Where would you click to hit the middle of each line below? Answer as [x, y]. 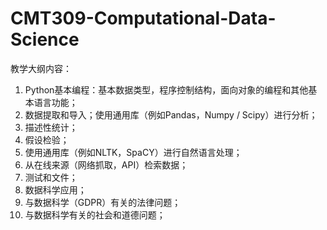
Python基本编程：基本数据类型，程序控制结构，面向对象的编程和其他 [166, 89]
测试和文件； [51, 177]
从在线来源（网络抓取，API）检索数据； [106, 164]
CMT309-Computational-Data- [143, 18]
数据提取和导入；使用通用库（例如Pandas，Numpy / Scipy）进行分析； [171, 114]
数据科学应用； [55, 189]
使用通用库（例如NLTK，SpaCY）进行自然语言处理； [133, 152]
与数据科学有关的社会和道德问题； [95, 214]
